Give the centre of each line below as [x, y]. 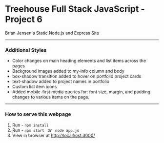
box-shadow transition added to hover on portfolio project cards [77, 76]
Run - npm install [30, 125]
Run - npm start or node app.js [46, 130]
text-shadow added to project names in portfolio [61, 82]
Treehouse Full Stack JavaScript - [75, 9]
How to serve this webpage [38, 114]
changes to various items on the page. [51, 97]
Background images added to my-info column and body [68, 71]
